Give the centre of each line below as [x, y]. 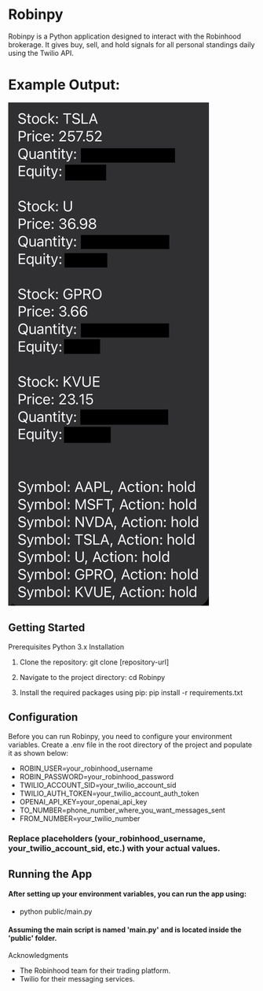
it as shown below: [38, 752]
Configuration [43, 717]
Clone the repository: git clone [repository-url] [94, 662]
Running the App [50, 874]
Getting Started [47, 628]
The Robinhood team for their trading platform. [95, 971]
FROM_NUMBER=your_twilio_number [80, 818]
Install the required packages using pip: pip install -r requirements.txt [131, 692]
